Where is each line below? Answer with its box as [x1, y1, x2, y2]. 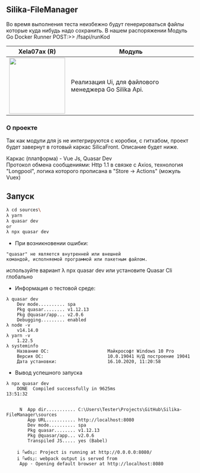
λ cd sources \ [6, 206, 42, 213]
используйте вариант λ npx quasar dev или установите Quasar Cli [6, 267, 173, 274]
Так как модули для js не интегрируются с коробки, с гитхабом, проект [6, 137, 189, 145]
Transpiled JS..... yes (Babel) [27, 438, 108, 444]
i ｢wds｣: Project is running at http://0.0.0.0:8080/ [17, 449, 152, 456]
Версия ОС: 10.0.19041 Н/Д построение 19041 [17, 353, 190, 359]
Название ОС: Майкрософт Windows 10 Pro [17, 348, 174, 355]
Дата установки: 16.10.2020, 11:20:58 [17, 359, 161, 365]
